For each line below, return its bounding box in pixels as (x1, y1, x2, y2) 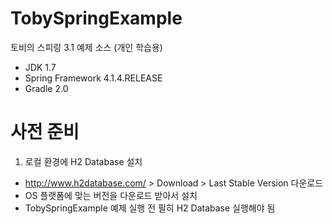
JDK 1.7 (24, 61, 57, 73)
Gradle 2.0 (24, 82, 69, 94)
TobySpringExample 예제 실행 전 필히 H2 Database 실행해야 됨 (24, 202, 276, 214)
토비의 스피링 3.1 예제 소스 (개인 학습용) (10, 41, 163, 53)
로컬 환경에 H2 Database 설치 (24, 155, 143, 167)
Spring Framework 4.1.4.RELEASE (24, 72, 163, 84)
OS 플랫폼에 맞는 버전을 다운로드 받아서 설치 (24, 189, 198, 201)
